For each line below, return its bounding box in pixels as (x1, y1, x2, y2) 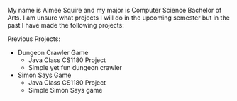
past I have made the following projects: (7, 21, 124, 29)
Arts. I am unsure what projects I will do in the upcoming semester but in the (7, 13, 231, 22)
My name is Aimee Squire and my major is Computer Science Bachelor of (7, 6, 222, 14)
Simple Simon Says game (28, 86, 103, 94)
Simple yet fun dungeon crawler (28, 64, 123, 71)
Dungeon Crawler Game (17, 49, 89, 57)
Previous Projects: (7, 35, 60, 43)
